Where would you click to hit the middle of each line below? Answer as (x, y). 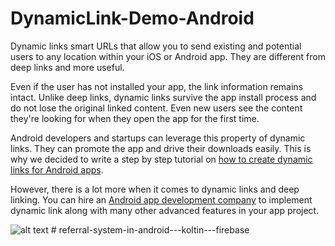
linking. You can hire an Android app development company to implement (161, 199)
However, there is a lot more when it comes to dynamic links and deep (155, 189)
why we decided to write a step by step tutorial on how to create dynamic (161, 159)
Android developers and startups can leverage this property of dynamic (158, 138)
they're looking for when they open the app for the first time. (135, 118)
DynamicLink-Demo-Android (132, 18)
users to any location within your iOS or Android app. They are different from (168, 56)
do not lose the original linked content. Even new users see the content (156, 108)
